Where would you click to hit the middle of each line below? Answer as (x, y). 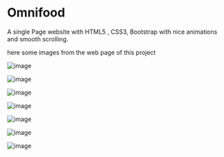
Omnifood (36, 13)
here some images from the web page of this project (81, 52)
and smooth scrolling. (38, 39)
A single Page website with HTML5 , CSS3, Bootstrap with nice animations (112, 32)
